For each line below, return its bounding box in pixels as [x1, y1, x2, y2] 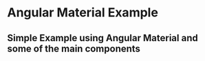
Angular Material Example [7, 5, 158, 21]
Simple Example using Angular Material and [7, 32, 198, 44]
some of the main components [7, 42, 141, 54]
